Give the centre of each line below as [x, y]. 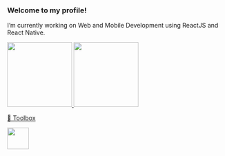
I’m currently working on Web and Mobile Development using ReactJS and [113, 26]
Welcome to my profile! [47, 10]
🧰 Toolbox [21, 118]
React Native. [26, 32]
